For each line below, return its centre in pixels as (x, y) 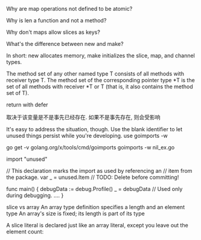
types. (14, 62)
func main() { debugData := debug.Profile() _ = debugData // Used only (94, 189)
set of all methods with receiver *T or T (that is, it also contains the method (100, 86)
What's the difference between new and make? (65, 44)
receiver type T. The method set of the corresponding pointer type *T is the (101, 80)
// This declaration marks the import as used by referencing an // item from (99, 171)
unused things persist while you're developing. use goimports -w (87, 136)
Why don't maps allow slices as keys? (53, 32)
